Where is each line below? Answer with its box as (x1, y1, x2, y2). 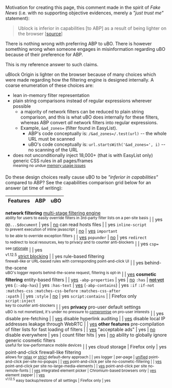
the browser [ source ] (17, 31, 63, 36)
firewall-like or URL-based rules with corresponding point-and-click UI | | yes (5, 259, 144, 266)
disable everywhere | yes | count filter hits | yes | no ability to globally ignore (5, 332, 167, 338)
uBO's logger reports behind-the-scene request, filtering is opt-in (5, 270, 121, 276)
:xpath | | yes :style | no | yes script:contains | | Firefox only (5, 293, 137, 299)
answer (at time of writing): (5, 185, 63, 191)
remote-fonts (5, 368, 29, 373)
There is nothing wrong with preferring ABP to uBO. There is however (5, 41, 152, 47)
